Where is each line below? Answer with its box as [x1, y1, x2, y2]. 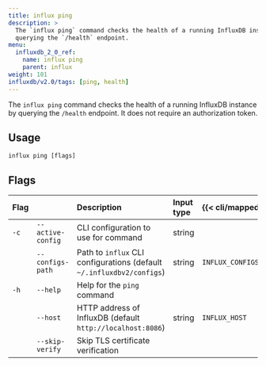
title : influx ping [8, 11, 73, 20]
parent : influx [22, 63, 73, 71]
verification [76, 345, 119, 356]
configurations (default [76, 257, 162, 268]
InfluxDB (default [76, 312, 140, 323]
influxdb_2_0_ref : [15, 48, 77, 56]
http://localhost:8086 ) [76, 322, 165, 334]
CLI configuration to [76, 223, 151, 234]
